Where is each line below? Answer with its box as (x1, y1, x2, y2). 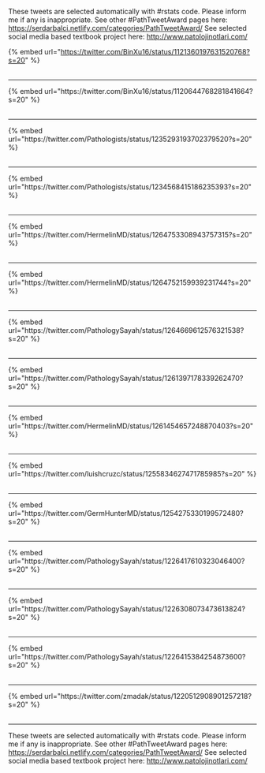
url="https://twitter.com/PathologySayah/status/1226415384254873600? (8, 652, 246, 661)
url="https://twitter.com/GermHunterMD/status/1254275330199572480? (8, 509, 244, 517)
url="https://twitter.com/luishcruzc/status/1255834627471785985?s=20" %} (8, 469, 257, 478)
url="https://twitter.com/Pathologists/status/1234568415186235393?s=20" (8, 182, 252, 192)
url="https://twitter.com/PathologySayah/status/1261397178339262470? (8, 374, 244, 383)
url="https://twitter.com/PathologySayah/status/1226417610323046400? (8, 556, 245, 566)
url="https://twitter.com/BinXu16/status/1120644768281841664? (44, 87, 254, 95)
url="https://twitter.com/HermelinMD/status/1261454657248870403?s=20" (8, 421, 254, 431)
